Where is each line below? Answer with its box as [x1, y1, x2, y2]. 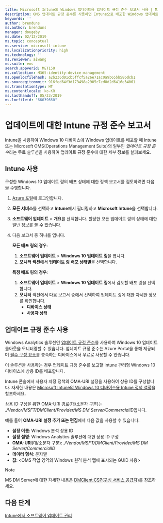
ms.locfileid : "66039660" [5, 98, 57, 103]
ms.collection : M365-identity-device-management [5, 71, 105, 75]
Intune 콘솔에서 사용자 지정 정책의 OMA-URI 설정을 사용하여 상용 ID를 [5, 378, 138, 384]
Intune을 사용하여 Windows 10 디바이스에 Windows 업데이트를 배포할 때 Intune [5, 137, 157, 143]
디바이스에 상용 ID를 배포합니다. [5, 368, 65, 374]
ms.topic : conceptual [5, 39, 49, 44]
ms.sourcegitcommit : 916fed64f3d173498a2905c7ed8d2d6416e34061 [5, 79, 136, 84]
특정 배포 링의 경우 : [12, 269, 48, 275]
